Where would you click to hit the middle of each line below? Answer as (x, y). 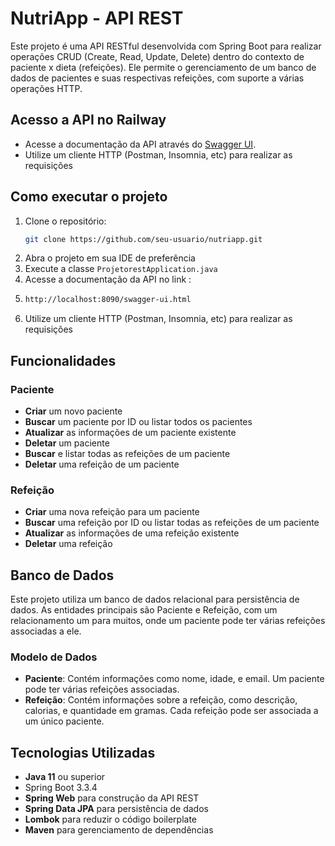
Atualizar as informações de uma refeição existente (132, 533)
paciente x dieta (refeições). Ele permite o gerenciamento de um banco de (163, 67)
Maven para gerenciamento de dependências (119, 830)
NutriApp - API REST (97, 18)
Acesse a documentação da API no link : (108, 279)
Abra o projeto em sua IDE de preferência (110, 258)
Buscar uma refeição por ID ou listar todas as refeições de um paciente (172, 523)
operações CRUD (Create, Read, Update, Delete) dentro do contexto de (157, 56)
